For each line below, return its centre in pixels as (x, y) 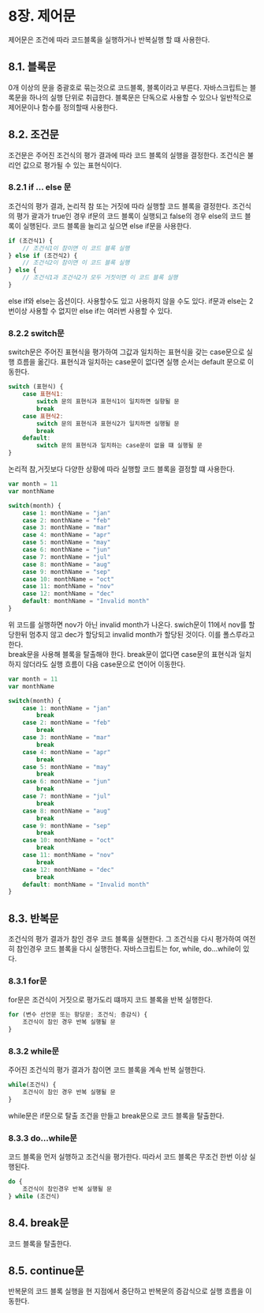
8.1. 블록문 (32, 67)
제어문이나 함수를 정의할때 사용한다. (63, 107)
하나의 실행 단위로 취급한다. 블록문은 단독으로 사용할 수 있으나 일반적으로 (140, 97)
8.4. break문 (39, 1223)
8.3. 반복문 (33, 918)
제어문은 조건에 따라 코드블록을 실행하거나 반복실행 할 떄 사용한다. (109, 40)
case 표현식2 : (43, 416)
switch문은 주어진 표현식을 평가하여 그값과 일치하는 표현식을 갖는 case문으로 (126, 352)
